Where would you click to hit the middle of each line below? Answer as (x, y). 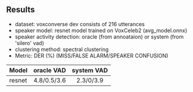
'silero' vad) (30, 43)
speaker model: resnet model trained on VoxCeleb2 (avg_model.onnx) (101, 30)
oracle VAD (50, 70)
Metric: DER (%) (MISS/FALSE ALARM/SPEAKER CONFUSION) (91, 55)
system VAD (90, 70)
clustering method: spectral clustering (62, 49)
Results (21, 10)
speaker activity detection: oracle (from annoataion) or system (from (99, 37)
